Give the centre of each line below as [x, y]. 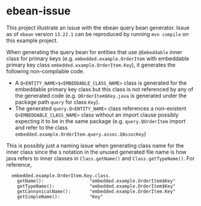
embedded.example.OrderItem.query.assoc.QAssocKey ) [80, 134]
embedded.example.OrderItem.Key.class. [61, 175]
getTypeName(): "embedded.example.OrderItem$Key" [96, 186]
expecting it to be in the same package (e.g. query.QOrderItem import [100, 121]
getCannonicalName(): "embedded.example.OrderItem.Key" [96, 191]
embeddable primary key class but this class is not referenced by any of [104, 89]
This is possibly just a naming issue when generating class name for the [95, 145]
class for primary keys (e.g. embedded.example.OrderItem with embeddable [98, 58]
